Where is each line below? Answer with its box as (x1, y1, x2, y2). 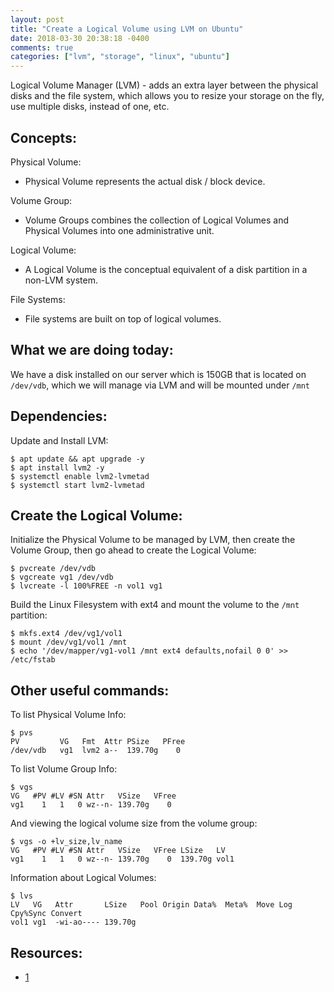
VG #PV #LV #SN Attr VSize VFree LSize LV (10, 846, 226, 856)
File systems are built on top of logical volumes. (24, 312, 222, 325)
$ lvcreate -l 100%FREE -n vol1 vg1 (10, 581, 163, 591)
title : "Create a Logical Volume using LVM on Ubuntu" (10, 24, 244, 34)
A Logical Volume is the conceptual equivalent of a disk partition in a (24, 263, 308, 275)
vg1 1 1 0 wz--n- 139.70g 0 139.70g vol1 (10, 854, 235, 865)
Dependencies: (10, 408, 108, 425)
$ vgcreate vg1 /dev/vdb (10, 572, 114, 583)
